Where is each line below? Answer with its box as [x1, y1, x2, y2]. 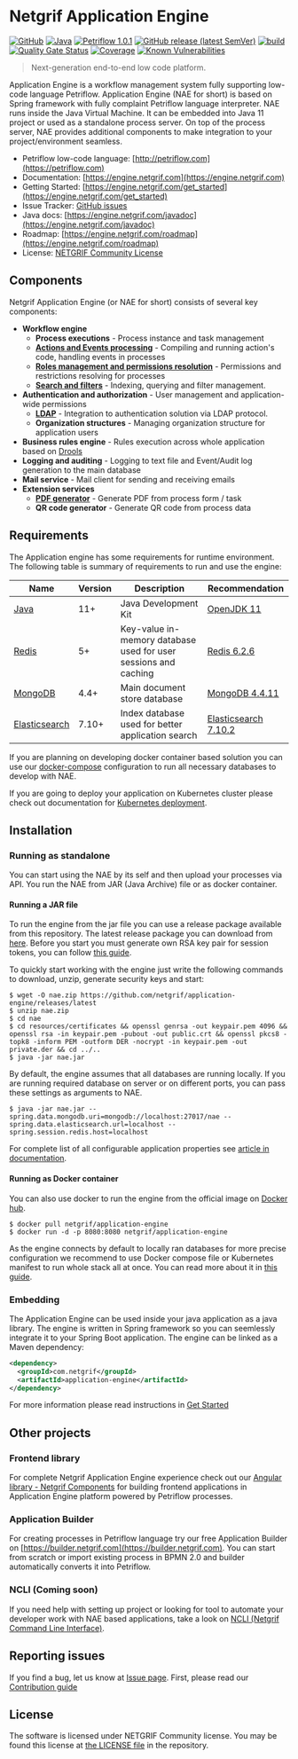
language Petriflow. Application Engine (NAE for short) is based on [29, 89, 272, 99]
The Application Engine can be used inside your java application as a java [9, 1313, 278, 1323]
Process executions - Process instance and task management [35, 333, 264, 343]
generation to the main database [21, 464, 142, 475]
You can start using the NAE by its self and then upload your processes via [9, 869, 282, 880]
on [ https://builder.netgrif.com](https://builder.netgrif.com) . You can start [9, 1543, 276, 1553]
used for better [120, 718, 184, 730]
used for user [120, 645, 176, 657]
